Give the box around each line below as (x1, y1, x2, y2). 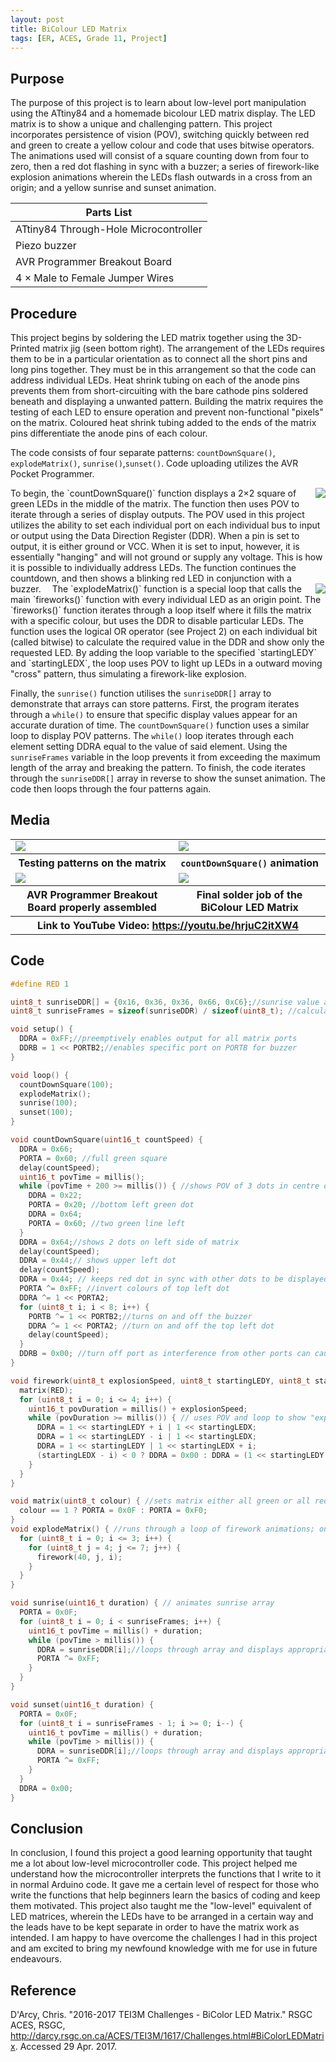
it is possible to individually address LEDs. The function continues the (10, 562, 297, 573)
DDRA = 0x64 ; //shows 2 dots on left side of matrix (19, 1237, 240, 1247)
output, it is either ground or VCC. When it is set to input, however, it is (10, 541, 300, 552)
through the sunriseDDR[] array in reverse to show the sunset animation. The (10, 772, 326, 784)
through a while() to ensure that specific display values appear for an (10, 709, 298, 720)
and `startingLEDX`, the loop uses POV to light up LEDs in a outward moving (10, 657, 323, 669)
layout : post (10, 14, 65, 25)
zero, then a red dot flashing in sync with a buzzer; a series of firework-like (10, 161, 320, 173)
